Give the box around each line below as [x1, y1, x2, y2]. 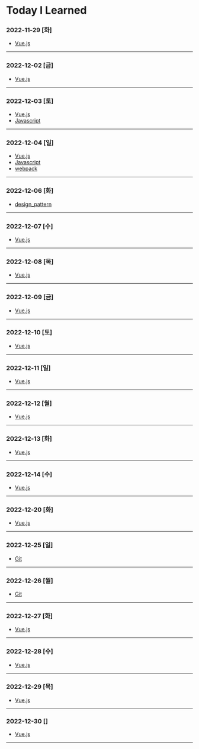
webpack [14, 165, 37, 173]
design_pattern [14, 200, 52, 208]
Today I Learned [6, 4, 87, 17]
